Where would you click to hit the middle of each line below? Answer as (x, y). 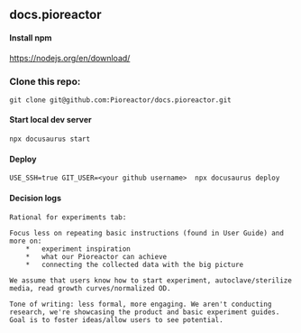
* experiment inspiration (78, 249)
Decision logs (35, 198)
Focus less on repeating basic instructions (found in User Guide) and (146, 233)
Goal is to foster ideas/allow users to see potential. (116, 319)
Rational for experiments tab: (68, 217)
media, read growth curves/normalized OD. (90, 288)
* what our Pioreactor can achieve (96, 256)
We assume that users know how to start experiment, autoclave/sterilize (151, 280)
